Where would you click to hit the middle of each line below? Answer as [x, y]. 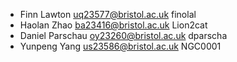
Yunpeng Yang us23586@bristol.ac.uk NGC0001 [120, 46]
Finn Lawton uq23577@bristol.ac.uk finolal [108, 14]
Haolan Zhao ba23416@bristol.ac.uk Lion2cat [113, 25]
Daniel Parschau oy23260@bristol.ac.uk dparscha [123, 35]
